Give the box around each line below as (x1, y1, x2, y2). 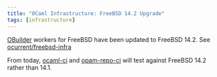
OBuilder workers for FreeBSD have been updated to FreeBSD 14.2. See (7, 35, 211, 43)
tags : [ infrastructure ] (7, 16, 76, 23)
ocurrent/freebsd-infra (7, 43, 72, 51)
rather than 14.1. (7, 63, 52, 71)
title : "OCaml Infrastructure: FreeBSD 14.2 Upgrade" (7, 10, 165, 17)
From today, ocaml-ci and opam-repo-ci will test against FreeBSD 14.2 (7, 56, 207, 64)
